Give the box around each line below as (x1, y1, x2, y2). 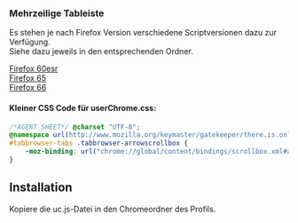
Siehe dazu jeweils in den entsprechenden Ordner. (9, 46, 193, 57)
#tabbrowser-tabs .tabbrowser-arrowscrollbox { (9, 139, 189, 148)
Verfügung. (9, 36, 51, 47)
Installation (9, 180, 73, 195)
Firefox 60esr (9, 63, 59, 74)
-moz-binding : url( (25, 147, 98, 156)
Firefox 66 (9, 83, 47, 93)
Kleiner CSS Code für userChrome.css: (9, 102, 157, 113)
